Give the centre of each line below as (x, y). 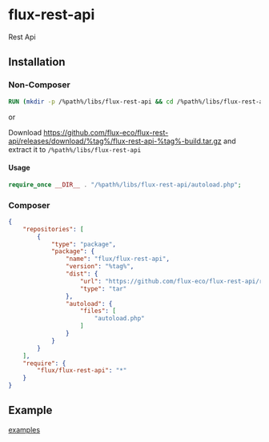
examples (24, 429)
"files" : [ (98, 311)
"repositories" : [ (53, 229)
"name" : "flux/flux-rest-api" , (118, 259)
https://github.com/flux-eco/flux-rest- (106, 132)
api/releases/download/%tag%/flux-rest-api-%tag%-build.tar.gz (115, 141)
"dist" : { (82, 274)
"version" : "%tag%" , (100, 267)
